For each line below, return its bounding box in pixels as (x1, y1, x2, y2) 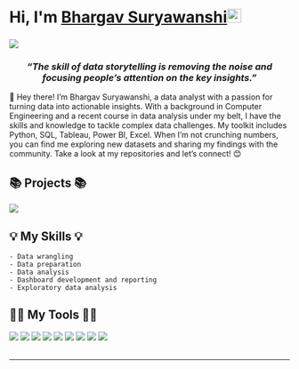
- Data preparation (9, 261, 82, 269)
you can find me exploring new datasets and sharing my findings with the (9, 139, 279, 149)
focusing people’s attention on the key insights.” (42, 72, 257, 84)
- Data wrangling (9, 253, 74, 261)
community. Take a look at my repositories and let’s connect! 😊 (9, 148, 242, 159)
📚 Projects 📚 (9, 175, 87, 190)
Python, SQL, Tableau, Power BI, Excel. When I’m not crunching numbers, (9, 130, 279, 140)
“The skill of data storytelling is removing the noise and (26, 60, 273, 73)
